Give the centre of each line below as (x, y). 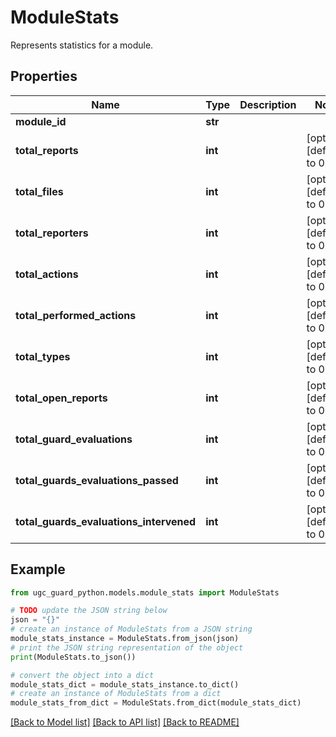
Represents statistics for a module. (82, 45)
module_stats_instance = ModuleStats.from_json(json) (125, 639)
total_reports (47, 150)
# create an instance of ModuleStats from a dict (116, 694)
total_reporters (52, 233)
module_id (41, 121)
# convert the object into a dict (82, 675)
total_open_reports (61, 398)
